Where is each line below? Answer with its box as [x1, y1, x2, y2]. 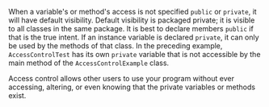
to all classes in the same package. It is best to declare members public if [8, 24, 254, 33]
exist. [8, 91, 27, 100]
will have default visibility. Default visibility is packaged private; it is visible [8, 15, 255, 25]
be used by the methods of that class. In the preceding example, [8, 41, 223, 51]
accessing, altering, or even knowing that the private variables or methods [8, 82, 256, 92]
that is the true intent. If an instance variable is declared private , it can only [8, 32, 260, 42]
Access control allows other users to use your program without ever [8, 74, 234, 83]
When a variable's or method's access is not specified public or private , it [8, 7, 257, 16]
